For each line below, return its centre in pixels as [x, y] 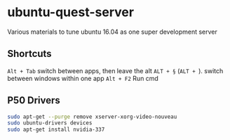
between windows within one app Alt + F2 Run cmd [83, 78]
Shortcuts [29, 54]
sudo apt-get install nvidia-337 [56, 130]
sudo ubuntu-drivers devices [50, 123]
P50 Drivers [34, 100]
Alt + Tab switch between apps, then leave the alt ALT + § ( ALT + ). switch [115, 70]
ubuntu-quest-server [71, 12]
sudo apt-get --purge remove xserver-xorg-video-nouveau [92, 117]
